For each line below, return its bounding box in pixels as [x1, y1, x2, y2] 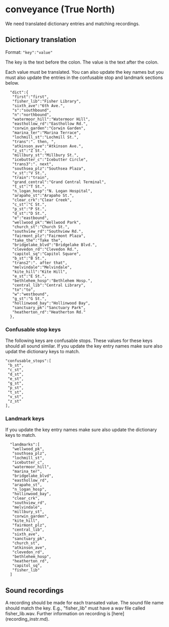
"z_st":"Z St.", [12, 148, 47, 153]
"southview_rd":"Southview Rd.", [12, 229, 83, 234]
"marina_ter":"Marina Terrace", [12, 130, 81, 135]
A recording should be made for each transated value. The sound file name [5, 600, 164, 606]
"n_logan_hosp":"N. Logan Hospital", [12, 188, 93, 193]
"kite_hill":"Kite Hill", [12, 269, 68, 274]
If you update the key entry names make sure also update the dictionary [5, 427, 157, 433]
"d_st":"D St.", [12, 211, 47, 216]
